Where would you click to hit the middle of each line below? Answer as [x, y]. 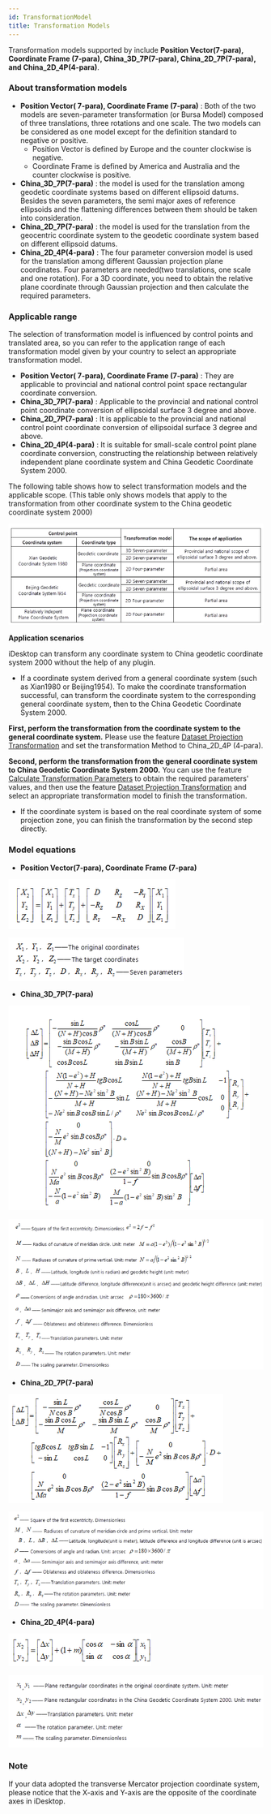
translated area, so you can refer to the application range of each [117, 343]
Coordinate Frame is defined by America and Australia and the [136, 166]
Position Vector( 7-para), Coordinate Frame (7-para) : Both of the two [138, 106]
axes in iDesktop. [37, 1801]
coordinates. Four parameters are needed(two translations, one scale [135, 269]
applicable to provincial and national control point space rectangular [133, 385]
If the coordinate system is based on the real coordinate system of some [141, 812]
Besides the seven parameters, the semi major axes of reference [128, 200]
